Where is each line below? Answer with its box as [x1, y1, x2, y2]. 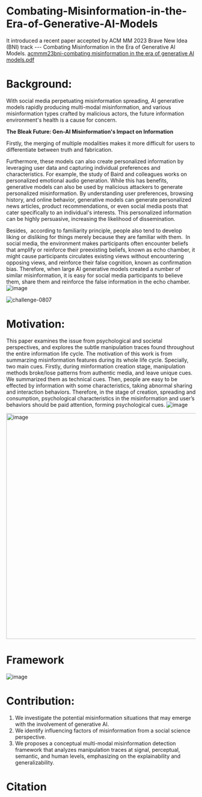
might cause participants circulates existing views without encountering [6, 252, 185, 259]
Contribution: [6, 694, 75, 708]
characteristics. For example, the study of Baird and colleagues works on [6, 170, 188, 178]
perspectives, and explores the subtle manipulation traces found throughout [6, 343, 195, 350]
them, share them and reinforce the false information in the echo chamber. [6, 278, 191, 285]
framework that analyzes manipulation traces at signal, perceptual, [14, 746, 180, 753]
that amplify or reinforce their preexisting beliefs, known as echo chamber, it [6, 246, 195, 253]
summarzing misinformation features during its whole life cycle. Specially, [6, 356, 189, 364]
